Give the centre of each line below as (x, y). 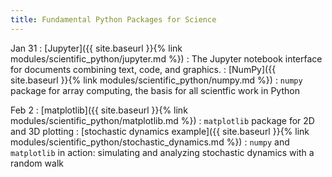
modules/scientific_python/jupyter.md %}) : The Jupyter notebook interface (166, 58)
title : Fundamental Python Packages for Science (113, 19)
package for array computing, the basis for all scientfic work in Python (155, 90)
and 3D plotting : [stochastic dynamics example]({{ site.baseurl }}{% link (160, 131)
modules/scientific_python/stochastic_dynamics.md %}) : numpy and (150, 142)
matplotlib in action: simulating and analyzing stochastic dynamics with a (162, 152)
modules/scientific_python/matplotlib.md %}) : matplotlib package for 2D (162, 120)
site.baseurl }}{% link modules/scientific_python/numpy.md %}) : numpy (156, 80)
